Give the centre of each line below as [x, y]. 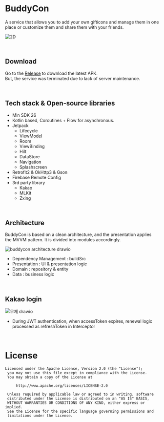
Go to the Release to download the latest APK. [51, 73]
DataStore [30, 156]
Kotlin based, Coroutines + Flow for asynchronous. [63, 120]
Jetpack [20, 126]
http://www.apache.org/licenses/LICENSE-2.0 [62, 386]
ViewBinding [32, 146]
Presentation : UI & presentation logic [50, 264]
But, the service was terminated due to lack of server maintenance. [73, 78]
